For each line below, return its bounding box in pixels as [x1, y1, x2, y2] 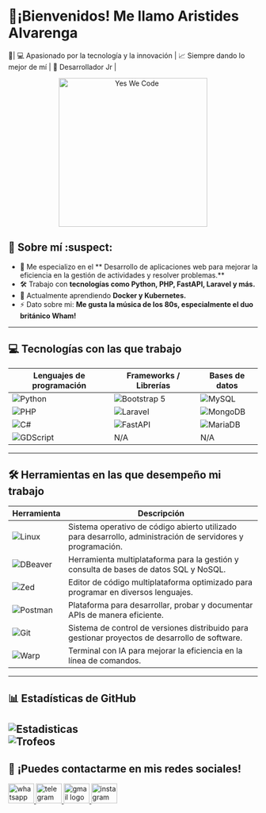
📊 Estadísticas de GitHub [8, 692, 137, 705]
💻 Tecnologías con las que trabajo [8, 343, 182, 356]
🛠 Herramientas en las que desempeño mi [8, 468, 222, 481]
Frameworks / [126, 370, 180, 381]
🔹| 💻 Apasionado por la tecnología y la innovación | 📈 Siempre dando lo [8, 51, 245, 60]
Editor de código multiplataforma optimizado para [68, 577, 253, 588]
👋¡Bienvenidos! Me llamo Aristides [8, 7, 239, 25]
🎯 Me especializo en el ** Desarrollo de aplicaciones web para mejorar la [19, 262, 258, 271]
